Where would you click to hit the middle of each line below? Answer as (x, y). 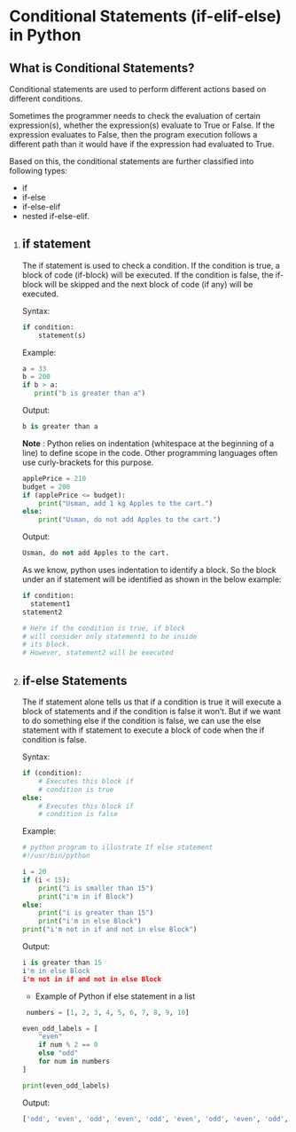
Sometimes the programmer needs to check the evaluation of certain (135, 116)
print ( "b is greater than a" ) (90, 393)
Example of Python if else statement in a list (115, 996)
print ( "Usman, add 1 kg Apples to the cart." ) (126, 503)
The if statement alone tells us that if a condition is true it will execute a (152, 702)
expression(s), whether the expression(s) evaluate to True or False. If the (142, 125)
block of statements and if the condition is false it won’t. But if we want (151, 711)
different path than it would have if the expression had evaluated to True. (142, 144)
